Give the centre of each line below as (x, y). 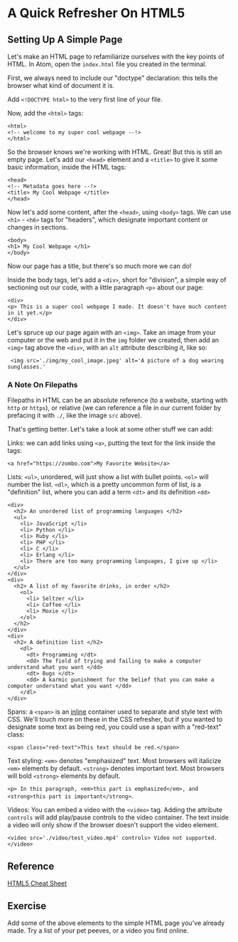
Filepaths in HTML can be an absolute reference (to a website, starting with (118, 400)
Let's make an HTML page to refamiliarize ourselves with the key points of (116, 56)
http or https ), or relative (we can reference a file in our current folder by (114, 408)
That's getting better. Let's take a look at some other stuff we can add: (110, 429)
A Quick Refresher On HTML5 (96, 13)
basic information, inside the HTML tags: (67, 167)
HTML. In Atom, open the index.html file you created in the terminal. (107, 64)
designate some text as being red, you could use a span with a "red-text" (114, 727)
